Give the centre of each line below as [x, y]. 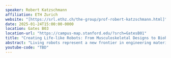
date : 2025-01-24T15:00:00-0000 [39, 24]
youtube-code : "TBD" [27, 47]
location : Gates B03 [27, 29]
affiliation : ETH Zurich [32, 15]
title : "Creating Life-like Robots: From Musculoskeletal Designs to [81, 38]
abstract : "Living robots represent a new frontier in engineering [78, 43]
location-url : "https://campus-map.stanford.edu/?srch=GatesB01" [76, 33]
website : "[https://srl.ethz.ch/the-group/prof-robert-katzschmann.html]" [86, 19]
